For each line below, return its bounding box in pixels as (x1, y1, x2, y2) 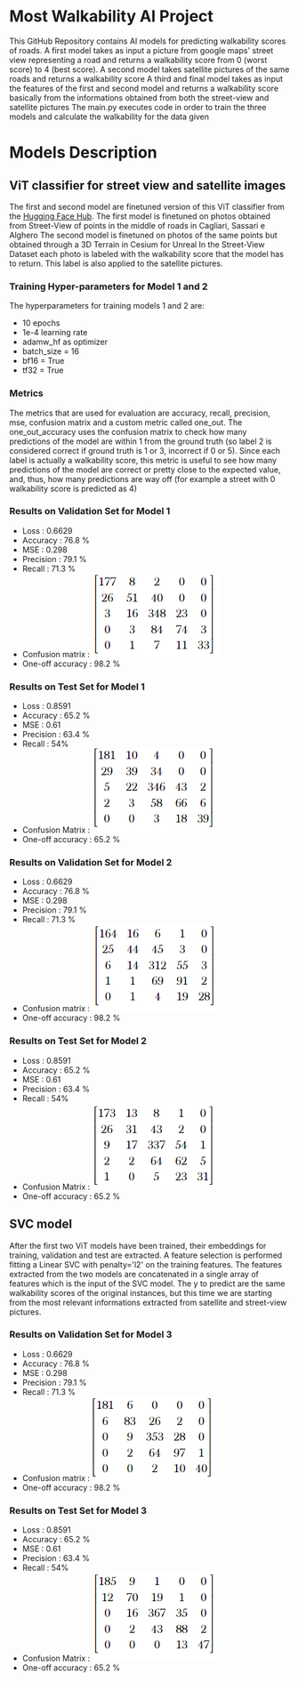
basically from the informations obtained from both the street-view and (9, 92, 270, 103)
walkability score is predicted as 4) (9, 483, 138, 494)
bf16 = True (21, 356, 65, 366)
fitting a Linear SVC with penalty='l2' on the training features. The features (9, 1259, 283, 1269)
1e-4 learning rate (21, 327, 88, 338)
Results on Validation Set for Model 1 (9, 505, 171, 518)
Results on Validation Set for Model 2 (9, 857, 173, 869)
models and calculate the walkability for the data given (9, 111, 210, 122)
